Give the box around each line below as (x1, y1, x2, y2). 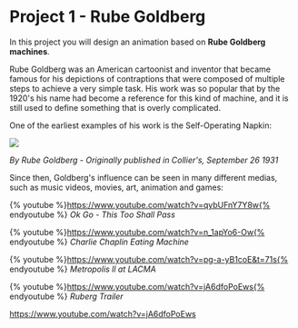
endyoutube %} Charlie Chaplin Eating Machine (9, 236, 189, 247)
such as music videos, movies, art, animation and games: (9, 182, 224, 193)
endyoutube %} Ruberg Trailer (9, 291, 124, 302)
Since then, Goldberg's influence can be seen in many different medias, (9, 172, 278, 183)
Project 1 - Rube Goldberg (9, 6, 206, 27)
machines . (9, 45, 50, 56)
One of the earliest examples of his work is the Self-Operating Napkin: (9, 120, 273, 131)
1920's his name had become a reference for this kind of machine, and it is (9, 93, 289, 104)
